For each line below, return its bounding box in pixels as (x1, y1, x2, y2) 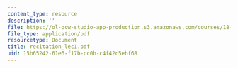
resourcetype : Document (7, 37, 78, 44)
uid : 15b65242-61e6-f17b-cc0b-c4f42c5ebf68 (7, 50, 138, 57)
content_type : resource (7, 10, 78, 18)
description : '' (7, 17, 55, 24)
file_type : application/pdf (7, 30, 91, 38)
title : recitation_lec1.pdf (7, 43, 91, 50)
